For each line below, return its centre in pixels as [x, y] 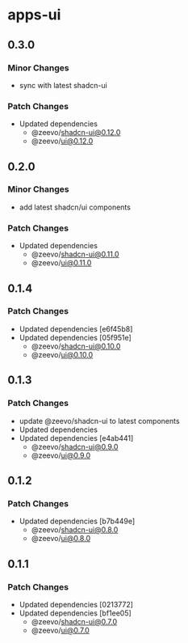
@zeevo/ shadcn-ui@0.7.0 [74, 621]
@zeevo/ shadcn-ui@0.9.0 [75, 446]
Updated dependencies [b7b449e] [77, 521]
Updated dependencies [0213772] [76, 604]
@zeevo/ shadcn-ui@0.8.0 [75, 530]
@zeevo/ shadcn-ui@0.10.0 [76, 346]
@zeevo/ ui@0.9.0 [61, 455]
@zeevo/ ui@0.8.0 [61, 539]
